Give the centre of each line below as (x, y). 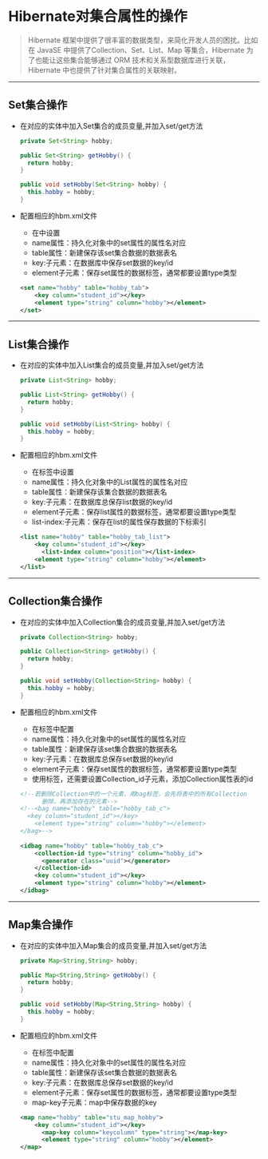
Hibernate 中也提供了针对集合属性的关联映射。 (104, 69)
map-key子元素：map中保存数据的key (94, 1102)
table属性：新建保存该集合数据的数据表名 (99, 492)
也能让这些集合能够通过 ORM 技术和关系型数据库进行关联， (132, 60)
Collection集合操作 (55, 601)
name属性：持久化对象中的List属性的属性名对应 (110, 482)
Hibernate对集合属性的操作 (98, 16)
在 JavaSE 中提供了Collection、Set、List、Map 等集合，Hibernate (136, 50)
